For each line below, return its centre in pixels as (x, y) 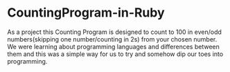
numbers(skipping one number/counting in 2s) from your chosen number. (112, 39)
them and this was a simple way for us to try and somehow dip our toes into (115, 54)
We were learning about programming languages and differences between (114, 46)
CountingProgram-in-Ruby (86, 13)
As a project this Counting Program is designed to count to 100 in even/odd (114, 32)
